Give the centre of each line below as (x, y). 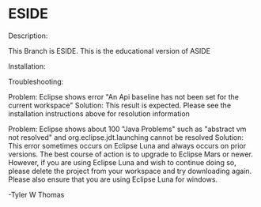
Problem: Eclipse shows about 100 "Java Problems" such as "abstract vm (127, 129)
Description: (28, 36)
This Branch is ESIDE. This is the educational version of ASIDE (110, 51)
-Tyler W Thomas (36, 194)
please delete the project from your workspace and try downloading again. (130, 171)
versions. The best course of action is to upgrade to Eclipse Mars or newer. (130, 154)
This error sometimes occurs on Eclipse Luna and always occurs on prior (127, 145)
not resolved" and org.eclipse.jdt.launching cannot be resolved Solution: (126, 137)
